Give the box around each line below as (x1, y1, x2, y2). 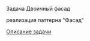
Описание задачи (6, 28, 52, 35)
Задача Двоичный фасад (6, 5, 70, 12)
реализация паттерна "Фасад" (6, 17, 84, 23)
